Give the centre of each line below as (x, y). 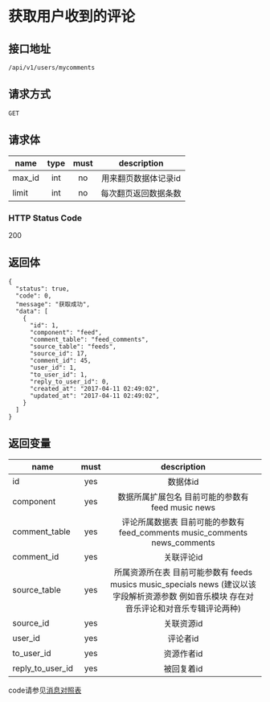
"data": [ (32, 311)
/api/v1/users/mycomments (51, 68)
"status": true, (43, 289)
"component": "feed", (66, 332)
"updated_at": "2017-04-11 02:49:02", (94, 396)
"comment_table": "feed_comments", (89, 339)
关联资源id (183, 623)
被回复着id (183, 668)
